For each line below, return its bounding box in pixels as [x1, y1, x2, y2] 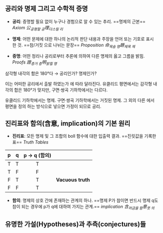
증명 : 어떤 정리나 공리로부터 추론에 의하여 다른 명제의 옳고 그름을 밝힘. [12, 53, 145, 59]
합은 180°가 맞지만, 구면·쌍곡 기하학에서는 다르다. [14, 87, 108, 93]
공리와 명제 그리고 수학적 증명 [5, 4, 88, 13]
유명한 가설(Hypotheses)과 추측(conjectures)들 [5, 220, 146, 229]
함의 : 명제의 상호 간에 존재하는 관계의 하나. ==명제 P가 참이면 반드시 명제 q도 [12, 197, 159, 204]
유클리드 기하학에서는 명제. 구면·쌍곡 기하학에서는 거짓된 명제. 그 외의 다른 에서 [5, 97, 155, 104]
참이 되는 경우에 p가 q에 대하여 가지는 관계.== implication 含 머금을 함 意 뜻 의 [12, 204, 155, 211]
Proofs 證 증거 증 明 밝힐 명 [12, 59, 57, 66]
